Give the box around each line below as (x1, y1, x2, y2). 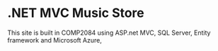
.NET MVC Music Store (7, 5, 145, 21)
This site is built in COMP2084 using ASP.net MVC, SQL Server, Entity (7, 28, 211, 37)
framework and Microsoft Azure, (7, 35, 103, 44)
